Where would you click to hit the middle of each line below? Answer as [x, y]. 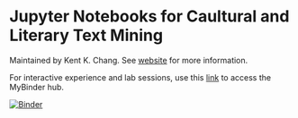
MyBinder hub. [37, 87]
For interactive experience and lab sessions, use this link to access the [140, 77]
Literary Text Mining [86, 35]
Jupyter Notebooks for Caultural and [149, 17]
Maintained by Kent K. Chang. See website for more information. [129, 60]
